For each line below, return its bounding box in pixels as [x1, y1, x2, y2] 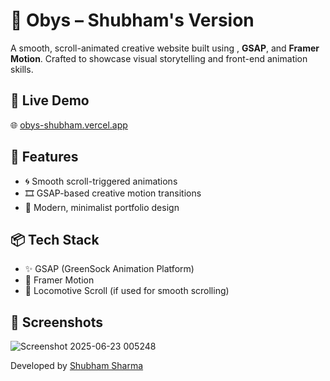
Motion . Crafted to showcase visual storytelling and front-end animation [10, 52, 308, 64]
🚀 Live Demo [10, 92, 90, 109]
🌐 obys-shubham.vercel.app [10, 119, 128, 131]
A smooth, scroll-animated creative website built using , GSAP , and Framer [10, 42, 320, 54]
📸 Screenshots [10, 314, 104, 331]
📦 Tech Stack [10, 231, 100, 248]
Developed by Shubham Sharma [10, 360, 144, 372]
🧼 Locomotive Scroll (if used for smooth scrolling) [24, 285, 230, 297]
